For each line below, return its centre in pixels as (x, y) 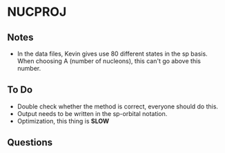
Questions (30, 142)
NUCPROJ (37, 12)
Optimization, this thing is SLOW (63, 121)
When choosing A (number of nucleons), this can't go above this (109, 61)
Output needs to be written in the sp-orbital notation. (92, 113)
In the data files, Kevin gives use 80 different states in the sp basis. (112, 54)
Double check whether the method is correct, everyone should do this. (118, 106)
